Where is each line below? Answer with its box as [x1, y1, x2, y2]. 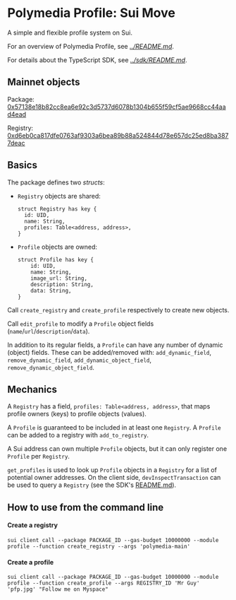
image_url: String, [30, 274, 88, 282]
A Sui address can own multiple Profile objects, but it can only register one [7, 445, 228, 453]
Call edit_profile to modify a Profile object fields [7, 319, 154, 328]
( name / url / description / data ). [7, 327, 90, 335]
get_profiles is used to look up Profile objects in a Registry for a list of [7, 466, 217, 474]
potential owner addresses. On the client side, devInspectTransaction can [7, 473, 221, 482]
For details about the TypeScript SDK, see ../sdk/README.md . [7, 55, 187, 64]
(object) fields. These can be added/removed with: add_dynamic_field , [7, 348, 212, 356]
